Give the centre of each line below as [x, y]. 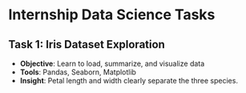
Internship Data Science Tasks [112, 15]
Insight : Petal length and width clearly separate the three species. [129, 81]
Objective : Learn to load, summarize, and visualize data [112, 63]
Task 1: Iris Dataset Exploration [87, 44]
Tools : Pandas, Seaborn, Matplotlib [78, 72]
